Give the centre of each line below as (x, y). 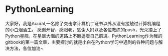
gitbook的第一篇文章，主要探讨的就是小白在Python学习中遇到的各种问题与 (82, 42)
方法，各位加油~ (26, 48)
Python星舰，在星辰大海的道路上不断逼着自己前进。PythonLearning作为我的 (84, 36)
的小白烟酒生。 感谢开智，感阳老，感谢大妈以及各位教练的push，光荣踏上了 (83, 29)
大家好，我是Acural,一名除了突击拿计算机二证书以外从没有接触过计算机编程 (83, 23)
